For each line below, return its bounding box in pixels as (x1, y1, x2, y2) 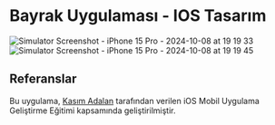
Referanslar (9, 72, 77, 87)
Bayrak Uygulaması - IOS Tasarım (9, 5, 267, 26)
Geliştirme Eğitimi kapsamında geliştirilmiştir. (9, 105, 176, 116)
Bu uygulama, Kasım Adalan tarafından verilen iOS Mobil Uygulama (9, 95, 260, 106)
